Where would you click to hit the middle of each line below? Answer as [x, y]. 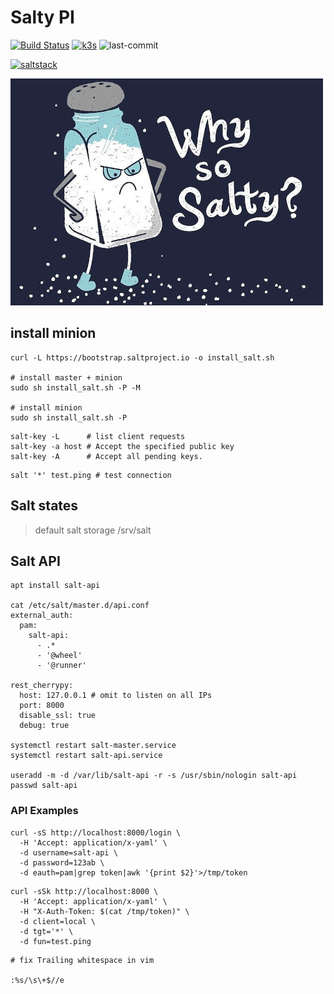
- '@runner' [61, 666]
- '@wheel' [59, 656]
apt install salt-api [55, 586]
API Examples [44, 811]
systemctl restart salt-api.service [86, 756]
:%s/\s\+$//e [37, 980]
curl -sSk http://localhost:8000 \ [84, 891]
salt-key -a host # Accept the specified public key [122, 446]
